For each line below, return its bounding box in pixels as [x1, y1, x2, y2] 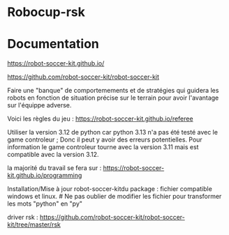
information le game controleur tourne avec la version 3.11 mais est [7, 143, 199, 151]
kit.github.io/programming [7, 172, 82, 180]
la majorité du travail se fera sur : [7, 164, 102, 172]
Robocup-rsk [7, 4, 86, 20]
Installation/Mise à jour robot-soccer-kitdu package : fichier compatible [7, 185, 213, 193]
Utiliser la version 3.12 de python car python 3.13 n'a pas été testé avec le [7, 128, 219, 137]
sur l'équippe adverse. [7, 101, 72, 109]
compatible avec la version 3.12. [7, 151, 99, 159]
